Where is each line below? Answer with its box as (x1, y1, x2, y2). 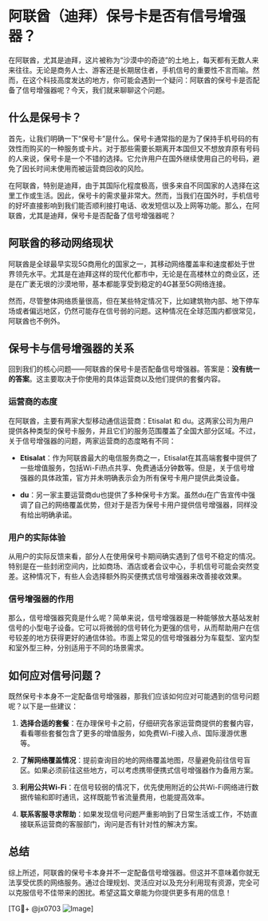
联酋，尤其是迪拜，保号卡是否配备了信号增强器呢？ (8, 210, 176, 220)
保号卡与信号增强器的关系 (8, 341, 134, 355)
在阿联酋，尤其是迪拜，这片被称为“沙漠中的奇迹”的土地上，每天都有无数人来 (8, 55, 259, 65)
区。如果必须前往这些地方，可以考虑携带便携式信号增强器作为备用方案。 (19, 765, 258, 775)
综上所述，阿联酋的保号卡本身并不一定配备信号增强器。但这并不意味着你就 (8, 867, 253, 877)
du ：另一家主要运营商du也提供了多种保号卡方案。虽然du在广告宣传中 (19, 489, 249, 500)
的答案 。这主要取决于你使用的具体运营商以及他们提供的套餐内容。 (8, 374, 225, 384)
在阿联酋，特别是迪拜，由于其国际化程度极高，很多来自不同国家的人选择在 (8, 181, 253, 190)
